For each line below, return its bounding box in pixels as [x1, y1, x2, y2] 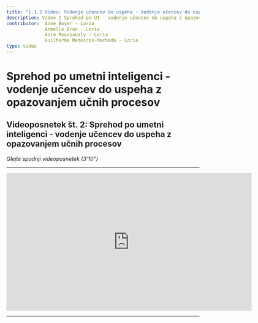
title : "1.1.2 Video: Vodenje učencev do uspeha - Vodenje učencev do [6, 9, 191, 15]
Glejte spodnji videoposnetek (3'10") [6, 155, 98, 162]
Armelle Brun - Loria [45, 26, 100, 32]
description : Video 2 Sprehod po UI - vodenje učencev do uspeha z [6, 15, 183, 21]
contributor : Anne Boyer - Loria [6, 20, 95, 26]
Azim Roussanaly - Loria [45, 32, 108, 38]
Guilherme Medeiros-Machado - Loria [45, 37, 138, 43]
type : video [6, 43, 37, 50]
